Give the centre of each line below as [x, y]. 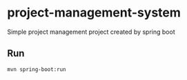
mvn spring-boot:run [37, 69]
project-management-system [94, 13]
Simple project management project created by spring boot [91, 32]
